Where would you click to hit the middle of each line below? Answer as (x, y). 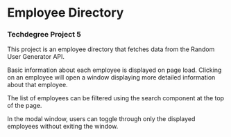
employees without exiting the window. (63, 127)
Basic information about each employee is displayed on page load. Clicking (114, 70)
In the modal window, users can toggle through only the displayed (101, 119)
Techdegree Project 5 (44, 35)
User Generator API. (36, 57)
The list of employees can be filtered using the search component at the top (115, 98)
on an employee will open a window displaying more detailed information (111, 77)
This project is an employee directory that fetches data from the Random (111, 49)
